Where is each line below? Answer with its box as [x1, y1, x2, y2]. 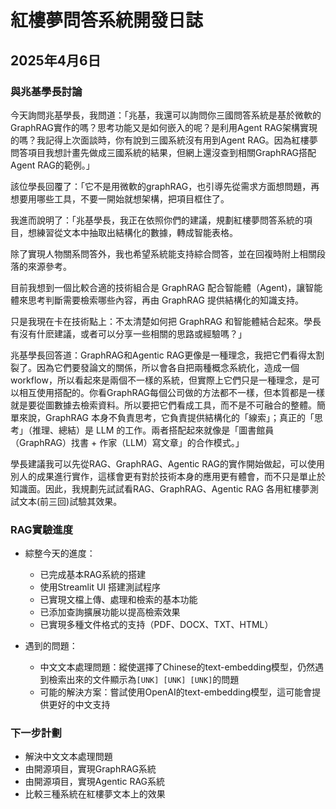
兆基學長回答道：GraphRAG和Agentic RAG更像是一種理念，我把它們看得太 [10, 349, 317, 361]
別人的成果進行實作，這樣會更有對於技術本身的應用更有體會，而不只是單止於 [10, 470, 326, 482]
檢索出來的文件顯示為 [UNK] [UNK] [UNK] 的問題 [48, 674, 240, 686]
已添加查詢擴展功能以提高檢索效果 [39, 606, 181, 618]
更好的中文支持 [48, 699, 111, 711]
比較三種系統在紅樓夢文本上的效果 [24, 788, 166, 800]
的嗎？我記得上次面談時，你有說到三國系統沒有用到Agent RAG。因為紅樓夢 [10, 134, 318, 146]
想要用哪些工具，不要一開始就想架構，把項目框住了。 [10, 192, 230, 205]
